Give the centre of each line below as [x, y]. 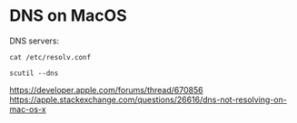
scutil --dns [34, 73]
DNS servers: [35, 41]
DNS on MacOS [68, 16]
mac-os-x [28, 109]
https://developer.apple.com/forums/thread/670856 [106, 90]
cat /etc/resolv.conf [50, 57]
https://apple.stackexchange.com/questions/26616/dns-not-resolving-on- [148, 99]
